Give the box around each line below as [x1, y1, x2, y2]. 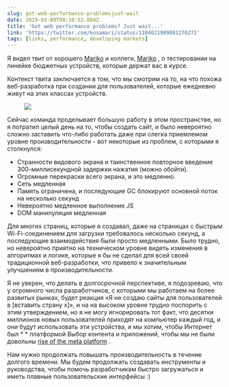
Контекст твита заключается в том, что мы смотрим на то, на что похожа [7, 75, 222, 83]
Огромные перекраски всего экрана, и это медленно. [16, 173, 176, 181]
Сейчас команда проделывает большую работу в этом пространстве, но [7, 116, 221, 124]
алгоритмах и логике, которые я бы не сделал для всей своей [7, 251, 189, 260]
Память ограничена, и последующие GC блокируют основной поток [16, 187, 218, 195]
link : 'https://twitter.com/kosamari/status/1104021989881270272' [7, 29, 200, 36]
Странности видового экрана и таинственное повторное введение [16, 158, 213, 166]
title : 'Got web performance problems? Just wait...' [7, 23, 164, 29]
